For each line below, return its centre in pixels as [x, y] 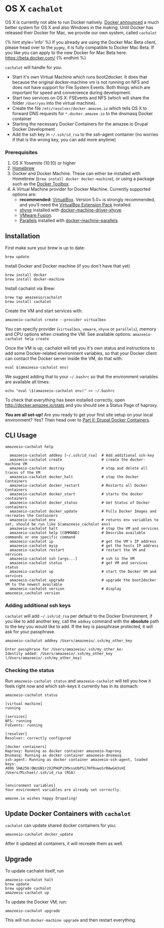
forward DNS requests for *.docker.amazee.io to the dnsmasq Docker [82, 113]
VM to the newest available [34, 584]
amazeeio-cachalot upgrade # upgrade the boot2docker [83, 580]
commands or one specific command [40, 537]
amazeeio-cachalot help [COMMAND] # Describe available [78, 533]
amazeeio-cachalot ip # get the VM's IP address [83, 541]
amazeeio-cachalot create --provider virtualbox [56, 320]
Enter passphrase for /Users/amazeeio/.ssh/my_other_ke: [64, 650]
